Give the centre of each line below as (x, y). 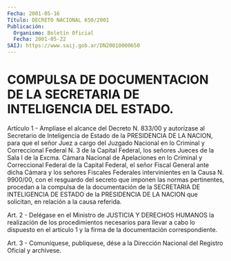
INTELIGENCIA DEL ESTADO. (90, 109)
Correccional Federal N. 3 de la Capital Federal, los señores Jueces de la (111, 150)
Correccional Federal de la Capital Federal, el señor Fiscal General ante (108, 165)
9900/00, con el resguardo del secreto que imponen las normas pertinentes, (116, 180)
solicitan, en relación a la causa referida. (64, 202)
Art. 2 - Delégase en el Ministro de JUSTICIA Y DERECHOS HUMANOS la (111, 215)
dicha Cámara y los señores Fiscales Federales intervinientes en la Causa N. (115, 172)
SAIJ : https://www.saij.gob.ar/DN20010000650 (73, 46)
